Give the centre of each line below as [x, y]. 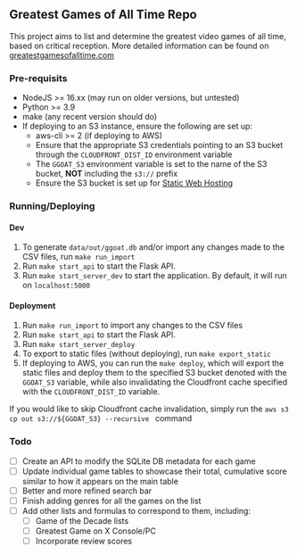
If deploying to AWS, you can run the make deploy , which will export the [153, 363]
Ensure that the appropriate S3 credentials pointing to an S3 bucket [159, 145]
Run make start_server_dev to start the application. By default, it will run [154, 276]
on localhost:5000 [56, 286]
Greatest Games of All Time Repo [103, 15]
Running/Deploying [52, 206]
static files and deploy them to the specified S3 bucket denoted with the [154, 373]
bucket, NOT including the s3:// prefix [107, 174]
